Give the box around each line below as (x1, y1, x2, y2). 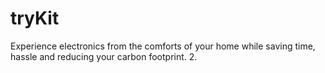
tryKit (10, 7, 60, 30)
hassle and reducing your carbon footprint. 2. (10, 50, 198, 62)
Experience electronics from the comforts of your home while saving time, (10, 40, 316, 52)
